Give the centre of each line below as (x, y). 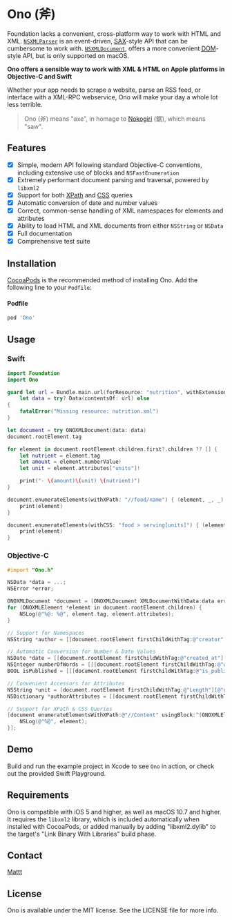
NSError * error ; (30, 589)
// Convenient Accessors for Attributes (66, 683)
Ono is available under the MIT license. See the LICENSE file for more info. (113, 910)
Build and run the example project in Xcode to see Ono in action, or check (111, 766)
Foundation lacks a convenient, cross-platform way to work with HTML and (114, 33)
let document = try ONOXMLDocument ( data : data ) (77, 430)
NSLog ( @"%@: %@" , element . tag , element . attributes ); (97, 614)
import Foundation (33, 373)
